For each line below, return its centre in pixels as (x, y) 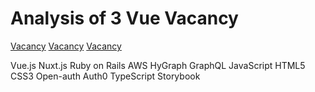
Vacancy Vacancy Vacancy (66, 46)
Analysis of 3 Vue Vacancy (124, 18)
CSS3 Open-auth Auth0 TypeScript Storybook (105, 76)
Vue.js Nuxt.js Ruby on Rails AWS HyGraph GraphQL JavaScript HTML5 (158, 65)
